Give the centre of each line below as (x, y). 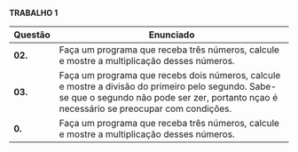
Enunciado (172, 35)
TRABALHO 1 (34, 13)
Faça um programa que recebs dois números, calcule (170, 75)
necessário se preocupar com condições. (145, 108)
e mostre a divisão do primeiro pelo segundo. (153, 86)
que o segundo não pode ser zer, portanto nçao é (174, 97)
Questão (32, 35)
